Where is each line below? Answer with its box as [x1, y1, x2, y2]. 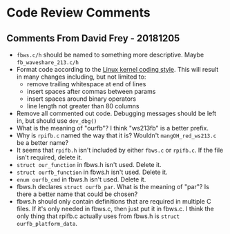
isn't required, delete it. [16, 153, 83, 162]
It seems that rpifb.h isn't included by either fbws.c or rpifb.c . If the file [16, 146, 224, 154]
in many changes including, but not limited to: [16, 72, 146, 81]
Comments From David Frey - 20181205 [6, 32, 180, 44]
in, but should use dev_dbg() [16, 117, 97, 125]
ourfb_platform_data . [16, 220, 77, 227]
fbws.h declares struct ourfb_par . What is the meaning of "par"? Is [16, 183, 210, 191]
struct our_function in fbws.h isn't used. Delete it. [16, 161, 162, 168]
